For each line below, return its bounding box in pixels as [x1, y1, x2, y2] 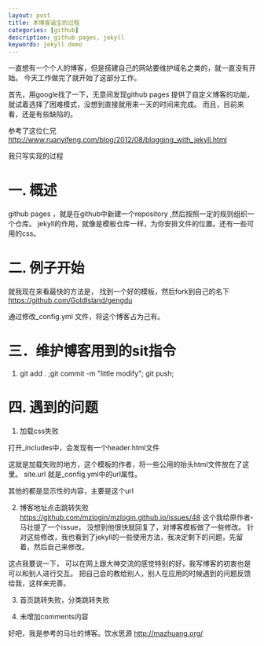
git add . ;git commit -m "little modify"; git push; [19, 369, 174, 378]
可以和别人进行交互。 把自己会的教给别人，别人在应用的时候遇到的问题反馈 [8, 568, 251, 578]
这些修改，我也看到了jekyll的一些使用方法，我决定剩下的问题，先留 [26, 532, 244, 541]
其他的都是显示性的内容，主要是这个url [8, 486, 134, 495]
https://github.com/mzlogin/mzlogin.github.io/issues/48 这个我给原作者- [19, 512, 254, 522]
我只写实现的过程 [8, 151, 64, 161]
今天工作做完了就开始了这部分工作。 [23, 73, 141, 83]
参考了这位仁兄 [8, 127, 57, 136]
